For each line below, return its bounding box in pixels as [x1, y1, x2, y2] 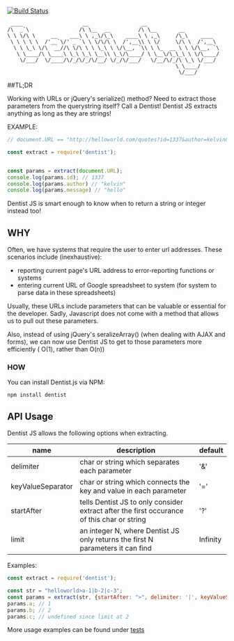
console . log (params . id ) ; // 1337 [7, 174, 104, 181]
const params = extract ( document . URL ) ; [7, 167, 123, 174]
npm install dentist [7, 392, 68, 399]
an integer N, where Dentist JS [79, 526, 180, 536]
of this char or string [79, 515, 146, 525]
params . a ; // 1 [7, 600, 52, 607]
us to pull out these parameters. [7, 317, 99, 325]
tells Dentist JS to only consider [79, 498, 183, 507]
